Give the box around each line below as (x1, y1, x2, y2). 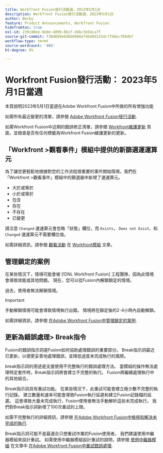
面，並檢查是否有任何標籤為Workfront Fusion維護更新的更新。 (5, 130, 129, 136)
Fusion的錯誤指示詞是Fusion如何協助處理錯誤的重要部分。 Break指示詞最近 (5, 347, 155, 353)
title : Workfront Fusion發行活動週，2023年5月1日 (5, 7, 101, 12)
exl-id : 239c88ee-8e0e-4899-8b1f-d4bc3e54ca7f (5, 30, 101, 34)
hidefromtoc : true (5, 25, 42, 30)
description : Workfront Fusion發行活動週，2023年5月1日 (5, 12, 114, 16)
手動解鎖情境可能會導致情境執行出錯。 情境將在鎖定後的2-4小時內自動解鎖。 (5, 307, 158, 313)
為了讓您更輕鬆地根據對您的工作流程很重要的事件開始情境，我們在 (5, 168, 137, 175)
